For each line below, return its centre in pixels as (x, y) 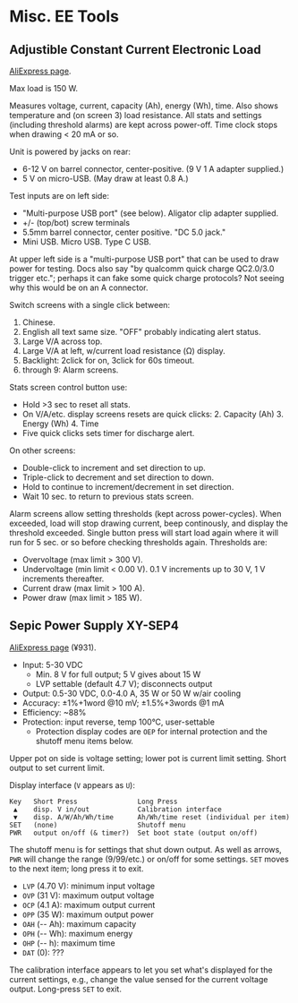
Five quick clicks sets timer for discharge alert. (108, 433)
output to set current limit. (57, 767)
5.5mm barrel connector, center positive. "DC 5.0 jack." (124, 232)
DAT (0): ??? (43, 952)
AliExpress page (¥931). (53, 647)
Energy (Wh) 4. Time (60, 424)
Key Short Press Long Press (94, 802)
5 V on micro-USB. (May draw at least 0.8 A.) (106, 178)
